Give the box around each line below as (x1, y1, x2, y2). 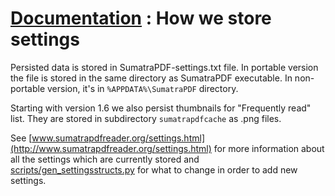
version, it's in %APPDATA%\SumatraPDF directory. (47, 82, 239, 94)
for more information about (213, 142, 325, 154)
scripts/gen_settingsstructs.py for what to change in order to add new (10, 163, 298, 176)
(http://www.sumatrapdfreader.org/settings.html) (10, 142, 212, 154)
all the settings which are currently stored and (10, 153, 200, 165)
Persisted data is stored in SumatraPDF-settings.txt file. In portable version (10, 61, 319, 73)
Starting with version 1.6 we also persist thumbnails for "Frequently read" (10, 102, 312, 114)
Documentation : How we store (10, 7, 272, 30)
